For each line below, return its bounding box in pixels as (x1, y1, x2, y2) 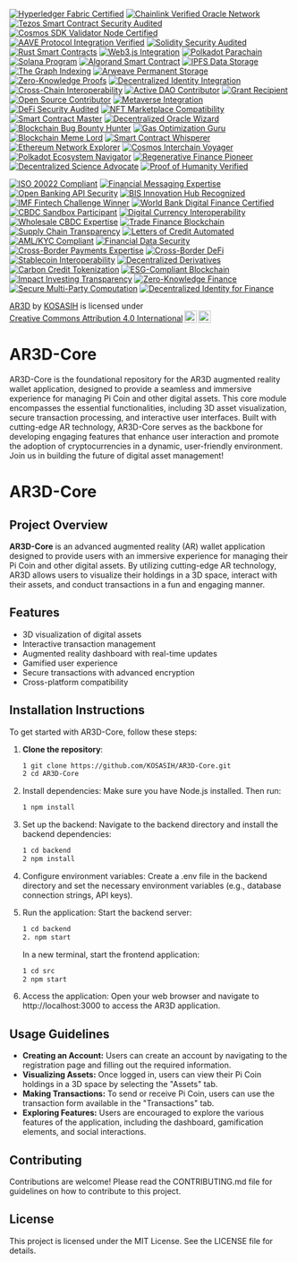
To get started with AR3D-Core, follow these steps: (9, 727, 198, 737)
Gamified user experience (21, 658, 118, 668)
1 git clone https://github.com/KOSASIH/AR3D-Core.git (21, 761, 232, 771)
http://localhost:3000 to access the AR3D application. (21, 1000, 221, 1011)
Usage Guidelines (9, 1026, 110, 1041)
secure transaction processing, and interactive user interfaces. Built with (9, 412, 277, 422)
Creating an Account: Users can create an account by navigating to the (21, 1050, 288, 1061)
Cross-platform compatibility (21, 676, 129, 687)
